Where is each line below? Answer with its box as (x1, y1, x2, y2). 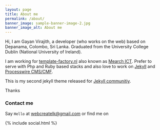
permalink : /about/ (5, 16, 45, 21)
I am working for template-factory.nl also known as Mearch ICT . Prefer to (5, 58, 152, 64)
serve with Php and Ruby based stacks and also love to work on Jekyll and (5, 64, 155, 70)
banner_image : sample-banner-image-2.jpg (5, 20, 91, 26)
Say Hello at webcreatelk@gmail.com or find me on (5, 111, 109, 117)
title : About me (5, 12, 38, 17)
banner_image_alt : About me (5, 25, 62, 30)
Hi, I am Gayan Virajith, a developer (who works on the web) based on (5, 38, 145, 44)
